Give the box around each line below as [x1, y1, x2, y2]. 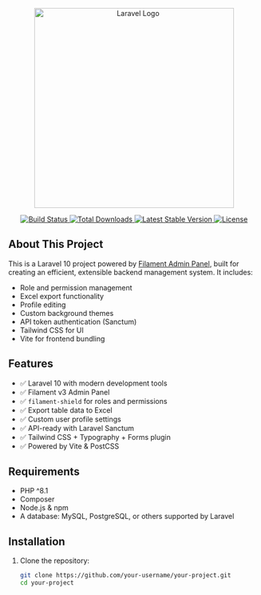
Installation [8, 534, 65, 548]
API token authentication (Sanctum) [19, 317, 137, 326]
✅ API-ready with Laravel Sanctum [19, 423, 134, 433]
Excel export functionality [19, 291, 105, 301]
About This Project [8, 238, 104, 251]
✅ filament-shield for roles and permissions [19, 396, 168, 405]
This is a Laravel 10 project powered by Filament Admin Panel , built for [8, 258, 239, 268]
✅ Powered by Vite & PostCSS [19, 441, 120, 451]
